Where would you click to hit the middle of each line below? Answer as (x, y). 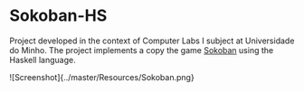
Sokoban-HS (58, 16)
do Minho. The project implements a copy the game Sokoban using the (142, 50)
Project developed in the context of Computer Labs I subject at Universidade (152, 41)
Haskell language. (43, 60)
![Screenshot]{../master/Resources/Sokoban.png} (102, 77)
